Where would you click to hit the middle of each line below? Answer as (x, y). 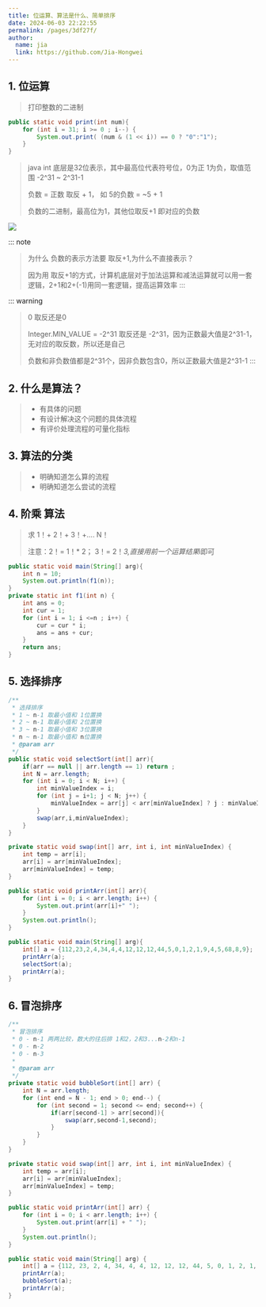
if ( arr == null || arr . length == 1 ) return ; (99, 766)
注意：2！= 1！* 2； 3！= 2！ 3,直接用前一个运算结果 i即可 (121, 551)
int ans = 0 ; (44, 603)
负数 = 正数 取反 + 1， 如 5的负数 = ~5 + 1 (95, 194)
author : (21, 38)
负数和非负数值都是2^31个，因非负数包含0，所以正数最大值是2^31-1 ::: (141, 361)
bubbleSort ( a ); (47, 1281)
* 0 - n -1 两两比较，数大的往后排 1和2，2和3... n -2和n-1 (99, 1039)
